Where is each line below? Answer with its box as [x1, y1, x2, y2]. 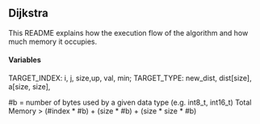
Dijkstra [8, 6, 48, 20]
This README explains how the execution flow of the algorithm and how [8, 28, 249, 37]
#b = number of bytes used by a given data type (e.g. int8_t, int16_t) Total [8, 97, 252, 108]
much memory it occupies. [8, 36, 98, 46]
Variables [8, 55, 42, 65]
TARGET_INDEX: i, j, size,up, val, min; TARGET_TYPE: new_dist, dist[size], [8, 73, 252, 83]
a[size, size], [8, 82, 51, 92]
